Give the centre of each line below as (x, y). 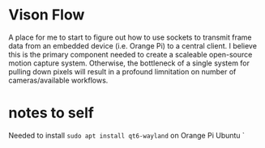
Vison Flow (47, 15)
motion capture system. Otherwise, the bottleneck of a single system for (129, 63)
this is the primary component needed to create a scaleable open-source (130, 54)
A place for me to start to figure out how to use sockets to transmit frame (130, 37)
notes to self (51, 113)
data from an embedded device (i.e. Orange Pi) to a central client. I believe (133, 45)
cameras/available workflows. (58, 80)
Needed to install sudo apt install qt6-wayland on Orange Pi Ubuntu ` (127, 135)
